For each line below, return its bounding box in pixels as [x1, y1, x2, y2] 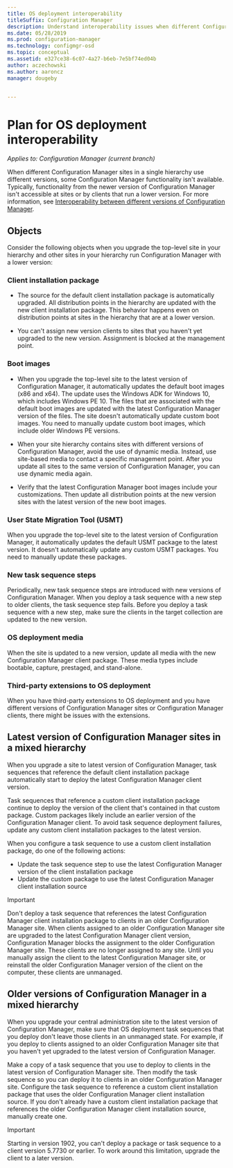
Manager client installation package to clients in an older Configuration [7, 916, 209, 924]
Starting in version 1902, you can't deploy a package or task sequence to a [7, 1139, 221, 1147]
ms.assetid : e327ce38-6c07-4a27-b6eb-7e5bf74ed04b [7, 56, 157, 62]
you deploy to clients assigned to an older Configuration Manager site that [7, 1040, 219, 1048]
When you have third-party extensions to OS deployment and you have [7, 696, 210, 705]
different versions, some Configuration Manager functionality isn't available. [7, 175, 224, 184]
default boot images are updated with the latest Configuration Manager [17, 404, 221, 412]
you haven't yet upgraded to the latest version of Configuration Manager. [7, 1046, 216, 1056]
